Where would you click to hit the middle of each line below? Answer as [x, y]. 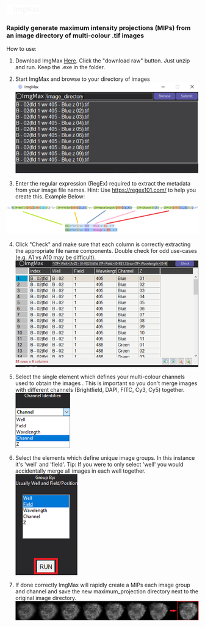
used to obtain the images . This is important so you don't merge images [106, 383]
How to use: [21, 49]
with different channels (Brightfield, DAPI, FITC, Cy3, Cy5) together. [100, 389]
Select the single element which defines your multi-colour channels [100, 377]
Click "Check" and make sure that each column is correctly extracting [103, 244]
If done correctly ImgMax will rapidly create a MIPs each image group [103, 585]
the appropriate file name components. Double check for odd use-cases [106, 250]
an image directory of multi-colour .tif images [75, 36]
